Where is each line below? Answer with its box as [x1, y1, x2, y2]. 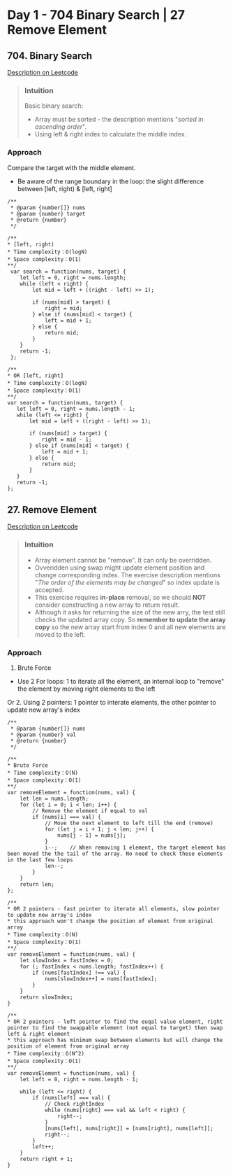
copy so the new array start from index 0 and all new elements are [34, 623, 226, 631]
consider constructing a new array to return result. [34, 600, 180, 609]
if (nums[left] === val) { [32, 1095, 111, 1102]
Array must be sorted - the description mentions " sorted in [34, 115, 204, 124]
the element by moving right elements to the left [17, 684, 156, 693]
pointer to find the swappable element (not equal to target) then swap [7, 1025, 223, 1032]
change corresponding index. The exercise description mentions [34, 570, 221, 579]
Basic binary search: [24, 101, 84, 110]
